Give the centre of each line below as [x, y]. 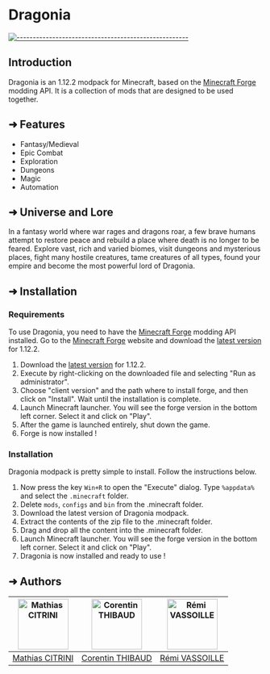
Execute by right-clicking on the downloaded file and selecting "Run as [138, 374]
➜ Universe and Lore [61, 212]
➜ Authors [35, 582]
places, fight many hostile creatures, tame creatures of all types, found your [134, 257]
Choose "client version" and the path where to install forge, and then [134, 391]
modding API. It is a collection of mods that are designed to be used [121, 90]
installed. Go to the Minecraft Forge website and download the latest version [135, 341]
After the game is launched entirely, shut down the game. [115, 425]
